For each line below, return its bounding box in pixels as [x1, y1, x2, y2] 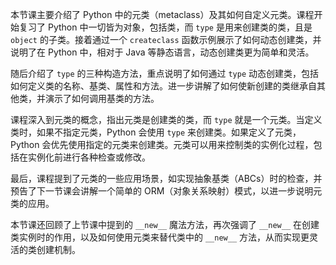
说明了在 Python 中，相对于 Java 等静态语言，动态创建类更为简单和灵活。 [10, 46, 315, 58]
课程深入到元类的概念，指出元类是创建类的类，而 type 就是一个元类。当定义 [10, 114, 323, 125]
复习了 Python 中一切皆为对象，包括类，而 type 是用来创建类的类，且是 [18, 21, 313, 33]
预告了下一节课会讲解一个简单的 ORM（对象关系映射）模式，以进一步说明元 [10, 185, 323, 197]
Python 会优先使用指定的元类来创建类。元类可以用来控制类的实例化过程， [10, 139, 314, 150]
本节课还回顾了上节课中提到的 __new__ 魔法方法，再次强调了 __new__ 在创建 [10, 219, 320, 230]
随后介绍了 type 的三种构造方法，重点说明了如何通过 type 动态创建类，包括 [10, 68, 320, 79]
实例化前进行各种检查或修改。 [27, 151, 151, 163]
